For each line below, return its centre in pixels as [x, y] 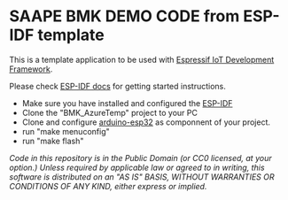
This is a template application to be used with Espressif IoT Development [142, 59]
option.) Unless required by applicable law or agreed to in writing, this [137, 167]
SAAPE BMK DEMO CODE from [125, 16]
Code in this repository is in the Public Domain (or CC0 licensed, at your [140, 158]
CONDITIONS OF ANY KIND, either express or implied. [108, 186]
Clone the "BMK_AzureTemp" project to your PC [109, 112]
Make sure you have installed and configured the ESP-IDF [127, 103]
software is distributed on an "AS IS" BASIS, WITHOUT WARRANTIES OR [142, 177]
